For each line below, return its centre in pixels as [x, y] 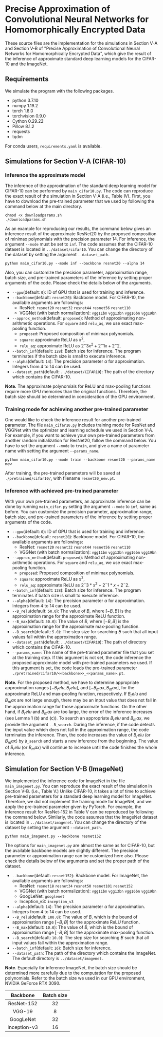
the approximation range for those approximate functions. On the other [76, 707]
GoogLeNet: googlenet [42, 896]
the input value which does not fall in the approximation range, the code [77, 730]
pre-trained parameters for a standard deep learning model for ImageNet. [79, 796]
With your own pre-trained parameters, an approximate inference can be [78, 501]
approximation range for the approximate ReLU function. [69, 616]
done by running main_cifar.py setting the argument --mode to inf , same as [81, 507]
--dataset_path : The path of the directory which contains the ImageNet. [84, 953]
